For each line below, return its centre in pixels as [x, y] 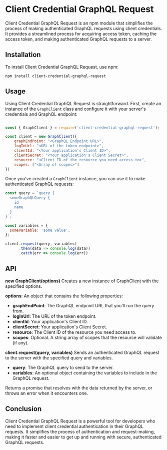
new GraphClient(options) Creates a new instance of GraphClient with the [82, 281]
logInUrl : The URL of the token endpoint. [54, 316]
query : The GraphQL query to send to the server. [63, 367]
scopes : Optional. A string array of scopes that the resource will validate [87, 337]
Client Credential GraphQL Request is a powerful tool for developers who [80, 421]
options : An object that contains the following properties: [64, 296]
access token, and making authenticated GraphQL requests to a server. [78, 39]
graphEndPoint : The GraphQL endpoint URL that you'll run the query [83, 305]
